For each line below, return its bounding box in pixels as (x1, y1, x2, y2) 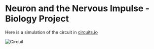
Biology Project (5, 13, 69, 24)
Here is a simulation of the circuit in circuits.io (5, 29, 98, 35)
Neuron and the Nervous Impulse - (5, 3, 150, 14)
